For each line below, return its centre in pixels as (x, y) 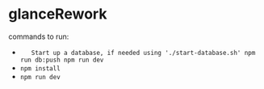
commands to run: (39, 36)
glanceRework (58, 14)
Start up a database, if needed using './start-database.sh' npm (143, 53)
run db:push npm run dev (62, 60)
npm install (40, 68)
